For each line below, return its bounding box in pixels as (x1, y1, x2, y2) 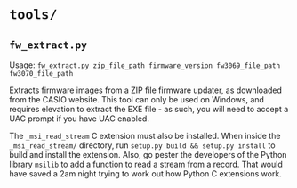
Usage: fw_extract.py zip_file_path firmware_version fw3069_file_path (9, 60, 281, 70)
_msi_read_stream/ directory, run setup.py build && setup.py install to (9, 140, 276, 151)
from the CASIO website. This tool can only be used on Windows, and (9, 94, 265, 104)
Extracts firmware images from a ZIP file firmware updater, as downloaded (9, 85, 283, 95)
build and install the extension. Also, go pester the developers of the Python (9, 150, 287, 159)
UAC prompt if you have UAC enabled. (9, 113, 149, 124)
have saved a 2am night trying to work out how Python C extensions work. (9, 168, 282, 179)
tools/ (9, 6, 58, 23)
